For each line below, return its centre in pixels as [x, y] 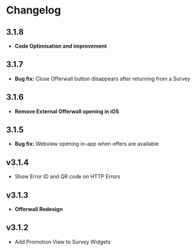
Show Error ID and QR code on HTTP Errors [67, 176]
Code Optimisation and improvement [61, 46]
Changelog [34, 10]
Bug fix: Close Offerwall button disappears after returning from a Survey [102, 78]
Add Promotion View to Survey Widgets [62, 242]
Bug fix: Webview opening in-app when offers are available [87, 144]
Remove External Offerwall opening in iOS [67, 111]
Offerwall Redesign [39, 209]
